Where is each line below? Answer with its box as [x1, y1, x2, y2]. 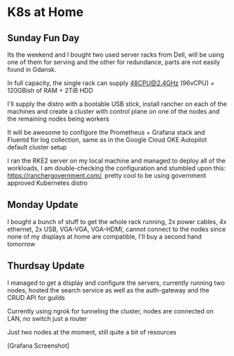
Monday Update [7, 199, 79, 211]
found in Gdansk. [7, 66, 57, 73]
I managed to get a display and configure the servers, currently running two [7, 279, 225, 287]
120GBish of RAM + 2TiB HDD [7, 87, 94, 94]
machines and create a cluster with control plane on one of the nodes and [7, 107, 220, 115]
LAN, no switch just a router [7, 314, 87, 322]
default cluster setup [7, 143, 67, 151]
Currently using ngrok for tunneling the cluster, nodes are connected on [7, 306, 214, 315]
